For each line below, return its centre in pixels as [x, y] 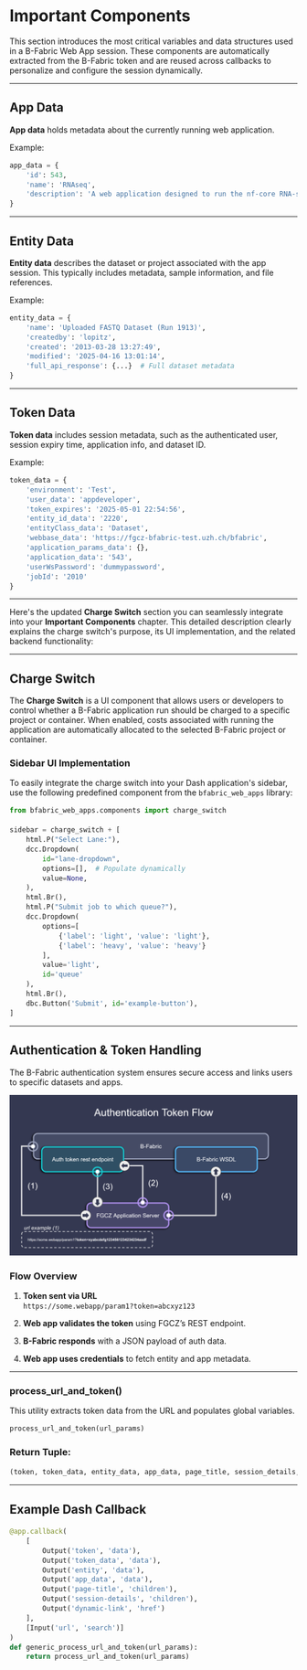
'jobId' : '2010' [57, 577]
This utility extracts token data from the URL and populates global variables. [152, 1411]
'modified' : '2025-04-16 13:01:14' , [96, 356]
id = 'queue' [63, 974]
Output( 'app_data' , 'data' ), [98, 1580]
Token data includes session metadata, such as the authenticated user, [144, 434]
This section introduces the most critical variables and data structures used [152, 41]
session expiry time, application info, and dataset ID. [108, 444]
